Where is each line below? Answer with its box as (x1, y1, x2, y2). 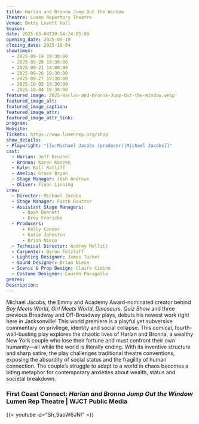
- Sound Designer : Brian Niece (11, 260, 90, 266)
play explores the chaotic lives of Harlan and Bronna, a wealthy (38, 330, 194, 338)
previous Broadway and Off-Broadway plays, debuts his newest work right (6, 311, 189, 318)
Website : (6, 126, 28, 132)
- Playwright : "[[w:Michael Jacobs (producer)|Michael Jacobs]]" (6, 142, 172, 149)
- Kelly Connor (22, 226, 60, 232)
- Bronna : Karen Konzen (11, 160, 71, 166)
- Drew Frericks (22, 215, 63, 221)
